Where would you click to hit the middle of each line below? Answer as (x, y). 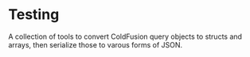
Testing (34, 15)
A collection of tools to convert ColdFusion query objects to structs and (125, 36)
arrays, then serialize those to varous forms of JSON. (96, 44)
